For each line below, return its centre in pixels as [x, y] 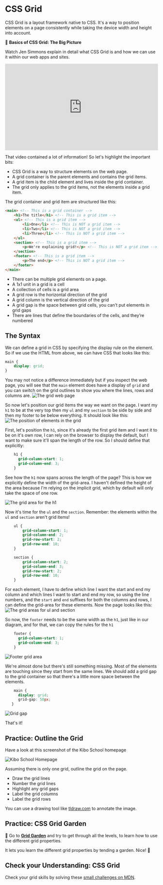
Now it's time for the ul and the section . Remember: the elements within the [81, 512]
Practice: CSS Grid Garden [46, 824]
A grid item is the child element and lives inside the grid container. [78, 182]
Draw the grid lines [31, 778]
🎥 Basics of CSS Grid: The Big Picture [43, 42]
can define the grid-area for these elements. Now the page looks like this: [79, 605]
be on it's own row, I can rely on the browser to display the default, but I [77, 435]
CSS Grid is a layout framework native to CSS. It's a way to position [72, 22]
